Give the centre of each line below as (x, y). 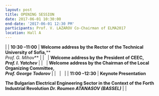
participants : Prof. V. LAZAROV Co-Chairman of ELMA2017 (66, 28)
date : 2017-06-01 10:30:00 (33, 19)
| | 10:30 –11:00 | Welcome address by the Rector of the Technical (74, 47)
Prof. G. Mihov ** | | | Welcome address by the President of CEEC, (75, 57)
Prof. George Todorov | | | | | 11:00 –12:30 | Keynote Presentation (76, 73)
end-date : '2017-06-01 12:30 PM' (40, 24)
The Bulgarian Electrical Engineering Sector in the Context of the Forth (80, 83)
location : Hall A (23, 33)
